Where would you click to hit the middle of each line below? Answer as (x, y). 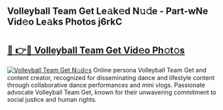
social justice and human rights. (52, 99)
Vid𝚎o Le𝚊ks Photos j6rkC (64, 22)
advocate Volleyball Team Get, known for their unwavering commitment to (112, 92)
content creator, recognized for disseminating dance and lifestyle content (111, 78)
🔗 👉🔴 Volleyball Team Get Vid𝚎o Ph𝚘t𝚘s (96, 50)
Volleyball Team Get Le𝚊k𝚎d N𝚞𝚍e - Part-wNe (108, 11)
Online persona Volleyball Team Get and (150, 70)
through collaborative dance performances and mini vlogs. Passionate (106, 85)
